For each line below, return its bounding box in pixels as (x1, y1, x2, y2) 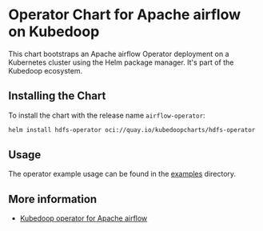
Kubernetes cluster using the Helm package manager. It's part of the (8, 58, 234, 67)
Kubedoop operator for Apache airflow (19, 213, 148, 223)
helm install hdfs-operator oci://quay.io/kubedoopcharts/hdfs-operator (8, 125, 256, 133)
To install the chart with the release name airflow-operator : (8, 110, 205, 120)
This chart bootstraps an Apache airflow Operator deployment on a (8, 49, 229, 58)
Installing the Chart (8, 90, 106, 103)
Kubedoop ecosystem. (8, 66, 82, 75)
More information (8, 192, 98, 205)
